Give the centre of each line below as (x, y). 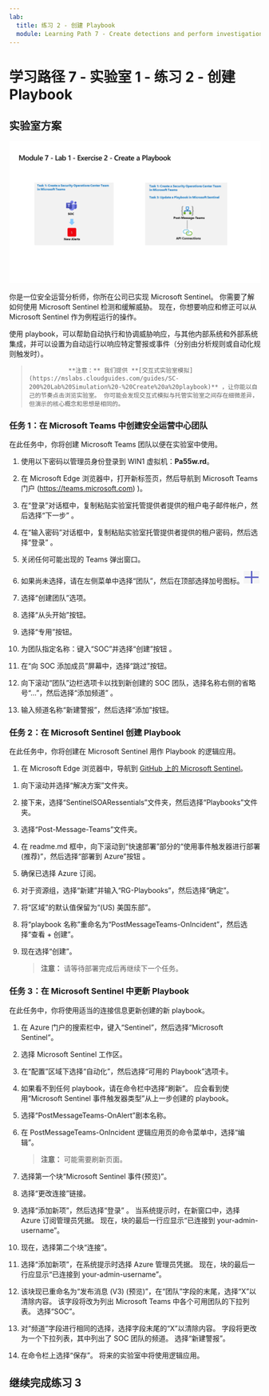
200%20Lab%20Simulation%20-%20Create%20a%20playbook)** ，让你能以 (140, 387)
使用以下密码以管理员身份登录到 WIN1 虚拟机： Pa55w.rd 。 (117, 462)
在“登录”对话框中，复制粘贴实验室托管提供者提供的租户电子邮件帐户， (136, 506)
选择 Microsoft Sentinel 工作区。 (73, 1054)
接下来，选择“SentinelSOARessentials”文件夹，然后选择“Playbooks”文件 (139, 802)
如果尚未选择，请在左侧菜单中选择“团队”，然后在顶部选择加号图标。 (132, 581)
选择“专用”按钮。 (48, 632)
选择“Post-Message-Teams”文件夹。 (81, 830)
